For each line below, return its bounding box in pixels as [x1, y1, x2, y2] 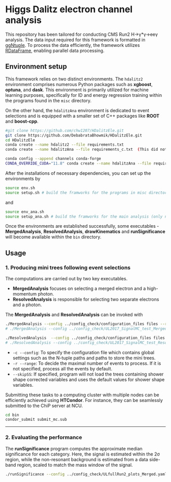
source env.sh [5, 185, 36, 191]
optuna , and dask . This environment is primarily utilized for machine [5, 87, 149, 93]
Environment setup [5, 62, 67, 71]
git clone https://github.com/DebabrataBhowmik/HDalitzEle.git [5, 132, 142, 138]
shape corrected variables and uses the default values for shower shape [12, 376, 165, 383]
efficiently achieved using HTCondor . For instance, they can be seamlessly [5, 397, 163, 403]
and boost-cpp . [5, 118, 39, 124]
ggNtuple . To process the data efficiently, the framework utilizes [5, 42, 140, 48]
